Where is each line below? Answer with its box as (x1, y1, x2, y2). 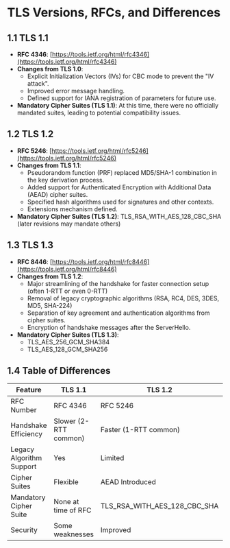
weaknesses (53, 529, 94, 539)
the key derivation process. (27, 176, 105, 184)
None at (53, 497, 79, 507)
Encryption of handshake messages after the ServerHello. (27, 323, 191, 331)
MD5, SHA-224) (27, 301, 73, 309)
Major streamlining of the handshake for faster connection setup (27, 279, 209, 287)
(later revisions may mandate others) (16, 219, 121, 228)
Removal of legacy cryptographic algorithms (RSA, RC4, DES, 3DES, (27, 294, 220, 302)
